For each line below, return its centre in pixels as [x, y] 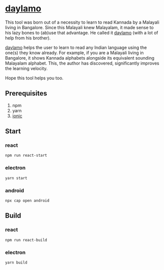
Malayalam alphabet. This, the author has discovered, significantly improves [82, 63]
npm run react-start [26, 156]
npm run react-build [26, 240]
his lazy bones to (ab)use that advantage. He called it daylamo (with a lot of [82, 33]
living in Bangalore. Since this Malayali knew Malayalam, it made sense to [80, 27]
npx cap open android [27, 201]
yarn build [16, 263]
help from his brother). [28, 38]
